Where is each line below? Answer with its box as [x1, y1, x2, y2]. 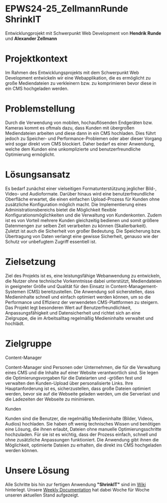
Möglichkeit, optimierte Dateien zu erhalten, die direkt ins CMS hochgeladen [5, 442, 162, 448]
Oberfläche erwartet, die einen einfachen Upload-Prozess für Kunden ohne [5, 196, 160, 202]
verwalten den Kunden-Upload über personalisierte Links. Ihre [5, 380, 133, 386]
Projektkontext [5, 53, 68, 64]
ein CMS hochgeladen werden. [5, 85, 69, 91]
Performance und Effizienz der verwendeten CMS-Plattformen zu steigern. [5, 299, 159, 305]
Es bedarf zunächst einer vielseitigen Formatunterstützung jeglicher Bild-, [5, 185, 157, 191]
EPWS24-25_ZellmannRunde [5, 3, 129, 14]
